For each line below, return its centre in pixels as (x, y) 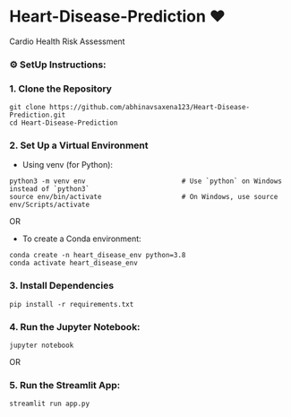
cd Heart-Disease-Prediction (64, 123)
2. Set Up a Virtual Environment (79, 145)
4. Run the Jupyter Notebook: (75, 326)
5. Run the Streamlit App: (65, 385)
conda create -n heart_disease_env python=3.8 (98, 256)
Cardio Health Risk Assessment (67, 41)
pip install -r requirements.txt (72, 304)
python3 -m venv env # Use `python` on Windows (145, 181)
